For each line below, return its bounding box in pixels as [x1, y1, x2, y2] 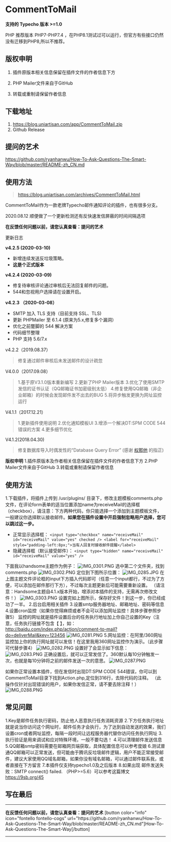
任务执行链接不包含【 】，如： [14, 620, 76, 626]
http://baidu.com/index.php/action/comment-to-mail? [5, 626, 118, 632]
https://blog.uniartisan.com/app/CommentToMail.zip [12, 121, 123, 127]
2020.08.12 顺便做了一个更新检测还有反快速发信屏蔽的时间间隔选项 [5, 213, 146, 219]
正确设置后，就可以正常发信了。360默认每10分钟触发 [43, 651, 155, 657]
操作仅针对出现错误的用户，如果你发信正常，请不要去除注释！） [5, 681, 139, 687]
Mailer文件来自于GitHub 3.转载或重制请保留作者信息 [5, 464, 114, 470]
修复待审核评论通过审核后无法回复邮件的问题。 [12, 282, 111, 288]
